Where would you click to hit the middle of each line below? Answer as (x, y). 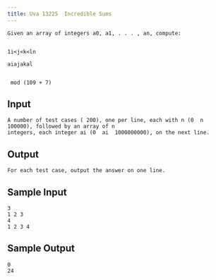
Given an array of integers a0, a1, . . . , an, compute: (94, 33)
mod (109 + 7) (31, 83)
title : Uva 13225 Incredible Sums (60, 14)
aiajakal (20, 64)
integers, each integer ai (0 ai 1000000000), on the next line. (109, 133)
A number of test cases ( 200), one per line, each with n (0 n (105, 121)
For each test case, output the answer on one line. (86, 171)
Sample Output (41, 249)
